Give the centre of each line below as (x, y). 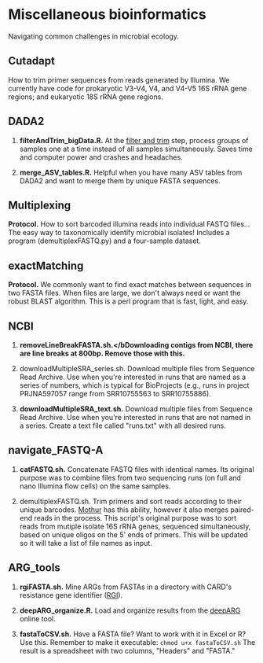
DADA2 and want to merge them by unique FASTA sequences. (120, 180)
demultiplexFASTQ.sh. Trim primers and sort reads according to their (130, 501)
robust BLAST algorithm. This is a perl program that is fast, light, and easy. (128, 301)
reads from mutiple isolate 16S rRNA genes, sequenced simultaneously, (135, 526)
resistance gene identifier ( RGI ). (71, 595)
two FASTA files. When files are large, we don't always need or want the (124, 293)
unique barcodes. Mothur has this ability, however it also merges (124, 510)
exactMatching (46, 265)
